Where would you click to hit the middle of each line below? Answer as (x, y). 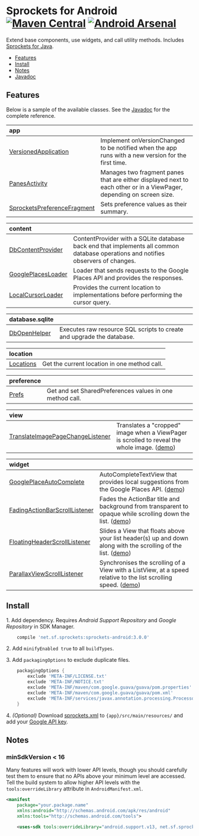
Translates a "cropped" (149, 425)
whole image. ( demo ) (146, 447)
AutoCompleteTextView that (138, 474)
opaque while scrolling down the (145, 514)
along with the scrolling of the (141, 545)
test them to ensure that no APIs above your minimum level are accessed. (96, 776)
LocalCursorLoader (36, 294)
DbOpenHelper (30, 333)
